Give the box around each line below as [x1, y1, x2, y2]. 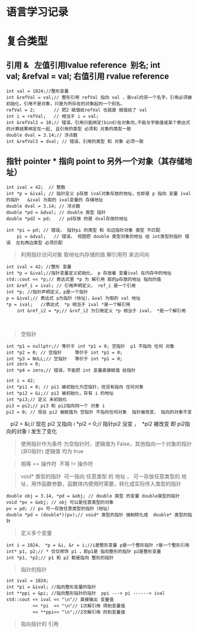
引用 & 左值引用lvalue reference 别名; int [6, 60, 161, 70]
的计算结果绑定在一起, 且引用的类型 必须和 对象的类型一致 [6, 126, 131, 132]
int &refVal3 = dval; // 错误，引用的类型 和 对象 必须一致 [6, 138, 144, 145]
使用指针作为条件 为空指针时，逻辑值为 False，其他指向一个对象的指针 [20, 440, 192, 447]
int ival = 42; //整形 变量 [6, 264, 72, 270]
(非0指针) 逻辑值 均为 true [20, 448, 84, 454]
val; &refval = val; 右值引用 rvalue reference [6, 71, 170, 81]
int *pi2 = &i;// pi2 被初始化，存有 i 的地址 [6, 390, 114, 396]
